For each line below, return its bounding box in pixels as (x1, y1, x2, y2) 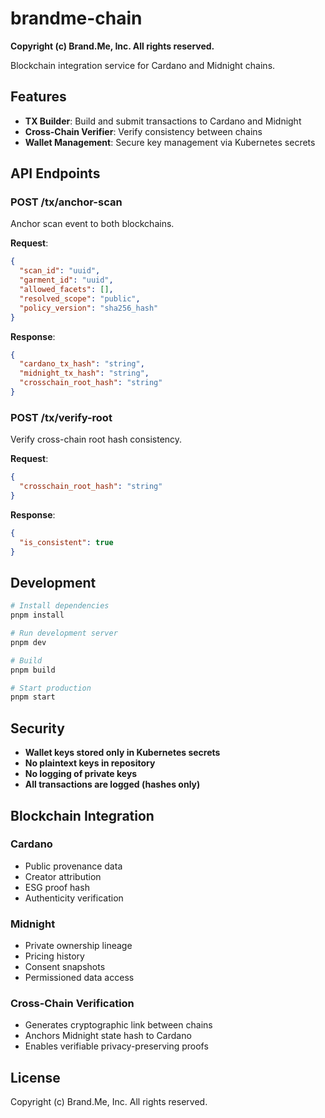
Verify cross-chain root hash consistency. (10, 433, 183, 446)
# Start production (10, 683, 92, 693)
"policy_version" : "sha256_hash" (19, 303, 159, 313)
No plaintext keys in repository (24, 757, 156, 769)
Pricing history (24, 950, 85, 962)
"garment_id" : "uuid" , (19, 275, 114, 286)
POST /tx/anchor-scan (10, 195, 123, 209)
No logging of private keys (24, 768, 138, 780)
